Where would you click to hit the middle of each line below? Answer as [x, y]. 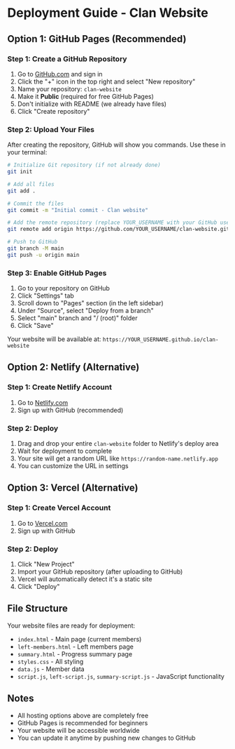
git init [20, 172]
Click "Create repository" [54, 111]
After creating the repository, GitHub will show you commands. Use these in [116, 145]
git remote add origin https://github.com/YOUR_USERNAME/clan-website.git [119, 230]
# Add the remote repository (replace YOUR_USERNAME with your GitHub [112, 223]
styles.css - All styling [50, 661]
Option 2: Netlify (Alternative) [73, 367]
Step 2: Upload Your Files [51, 129]
